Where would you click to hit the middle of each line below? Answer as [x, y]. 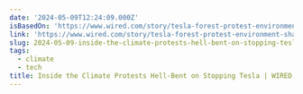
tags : [19, 51]
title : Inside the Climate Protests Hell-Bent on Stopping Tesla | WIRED [151, 76]
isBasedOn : [30, 26]
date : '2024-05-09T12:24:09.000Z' [74, 17]
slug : [19, 43]
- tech [30, 68]
